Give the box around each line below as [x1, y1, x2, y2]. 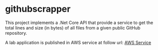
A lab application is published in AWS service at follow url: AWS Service [5, 39, 152, 45]
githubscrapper [5, 3, 71, 15]
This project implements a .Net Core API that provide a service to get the [5, 20, 154, 25]
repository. [5, 30, 27, 36]
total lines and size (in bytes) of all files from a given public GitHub [5, 25, 141, 30]
